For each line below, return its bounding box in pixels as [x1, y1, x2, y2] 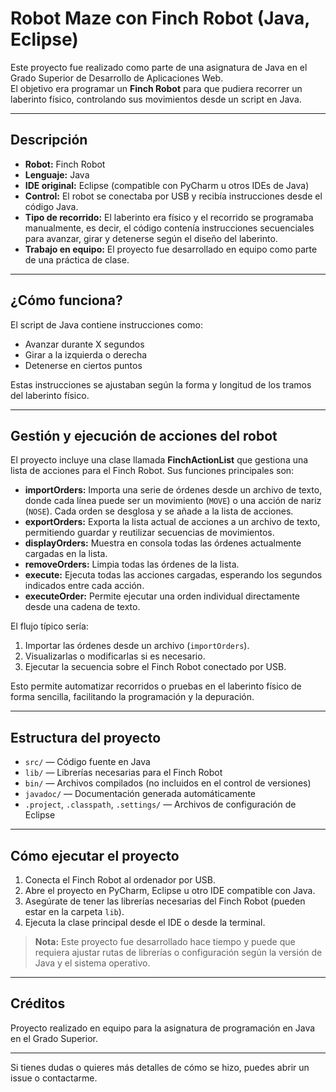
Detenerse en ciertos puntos [24, 359, 143, 371]
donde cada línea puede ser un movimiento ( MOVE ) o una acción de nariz [24, 495, 322, 507]
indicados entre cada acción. [24, 580, 145, 592]
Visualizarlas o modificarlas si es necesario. [24, 650, 206, 662]
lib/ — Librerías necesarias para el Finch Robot [24, 767, 223, 779]
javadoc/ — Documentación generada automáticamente [24, 788, 256, 800]
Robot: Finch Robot [24, 158, 106, 170]
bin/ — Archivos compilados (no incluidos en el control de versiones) [24, 777, 312, 789]
